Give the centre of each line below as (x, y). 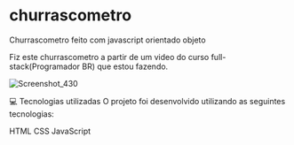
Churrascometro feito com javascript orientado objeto (107, 40)
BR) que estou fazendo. (125, 66)
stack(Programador (45, 66)
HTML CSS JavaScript (50, 131)
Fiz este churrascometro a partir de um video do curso (109, 57)
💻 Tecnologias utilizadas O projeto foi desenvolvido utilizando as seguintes (147, 101)
